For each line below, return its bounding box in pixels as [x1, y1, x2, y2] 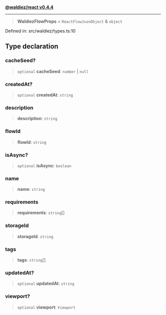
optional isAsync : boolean [17, 163, 72, 169]
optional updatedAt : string [17, 280, 75, 286]
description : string [17, 116, 58, 122]
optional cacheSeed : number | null [17, 68, 89, 74]
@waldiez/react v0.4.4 [5, 4, 54, 10]
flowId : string [17, 139, 47, 145]
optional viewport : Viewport [17, 304, 76, 310]
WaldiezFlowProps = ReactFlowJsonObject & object [17, 18, 123, 24]
